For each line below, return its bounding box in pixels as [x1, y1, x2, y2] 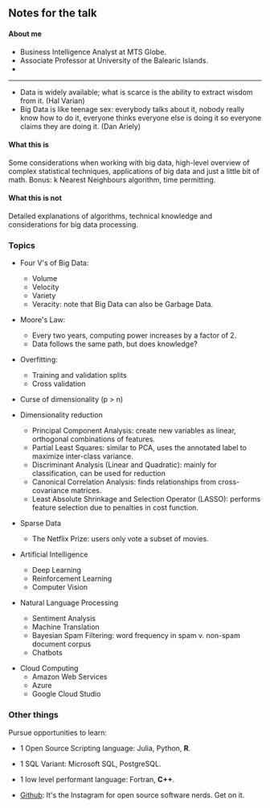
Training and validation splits [31, 371, 127, 380]
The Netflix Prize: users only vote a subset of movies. [31, 534, 209, 544]
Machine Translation [31, 622, 100, 632]
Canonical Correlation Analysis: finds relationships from [31, 477, 217, 487]
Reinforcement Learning [31, 574, 112, 583]
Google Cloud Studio [31, 689, 101, 699]
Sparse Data [19, 519, 62, 528]
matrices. [71, 486, 102, 495]
